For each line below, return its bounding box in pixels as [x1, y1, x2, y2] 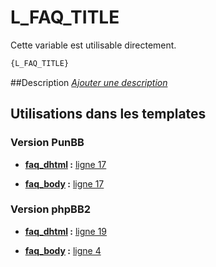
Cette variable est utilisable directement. [10, 39, 177, 51]
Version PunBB [10, 136, 85, 150]
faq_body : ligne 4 [24, 244, 102, 256]
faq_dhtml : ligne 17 [24, 158, 107, 170]
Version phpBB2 [10, 202, 92, 216]
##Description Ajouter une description [10, 76, 168, 88]
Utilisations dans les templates [10, 106, 207, 123]
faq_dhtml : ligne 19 [24, 225, 108, 237]
